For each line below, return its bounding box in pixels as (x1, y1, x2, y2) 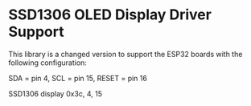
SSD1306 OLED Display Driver (8, 6, 212, 24)
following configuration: (8, 58, 87, 67)
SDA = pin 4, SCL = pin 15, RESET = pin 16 (8, 73, 147, 83)
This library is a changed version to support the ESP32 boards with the (8, 49, 243, 59)
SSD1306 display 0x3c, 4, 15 (8, 88, 103, 98)
